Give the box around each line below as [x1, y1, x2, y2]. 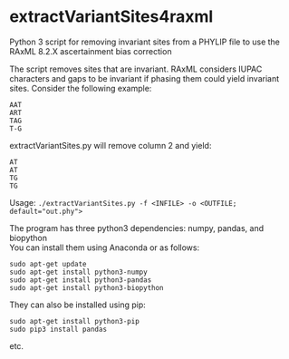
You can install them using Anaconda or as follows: [9, 242, 200, 253]
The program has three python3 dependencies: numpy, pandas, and [9, 222, 265, 233]
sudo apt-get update [9, 259, 88, 268]
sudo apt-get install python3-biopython [9, 283, 165, 292]
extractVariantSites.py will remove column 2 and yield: [9, 140, 212, 150]
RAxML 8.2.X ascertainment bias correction [9, 45, 172, 56]
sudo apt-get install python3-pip [9, 316, 140, 325]
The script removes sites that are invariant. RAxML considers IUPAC [9, 63, 263, 74]
